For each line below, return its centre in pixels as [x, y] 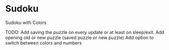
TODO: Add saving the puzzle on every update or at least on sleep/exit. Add [85, 32]
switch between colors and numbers [44, 42]
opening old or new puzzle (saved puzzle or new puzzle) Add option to [80, 37]
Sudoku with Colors [26, 22]
